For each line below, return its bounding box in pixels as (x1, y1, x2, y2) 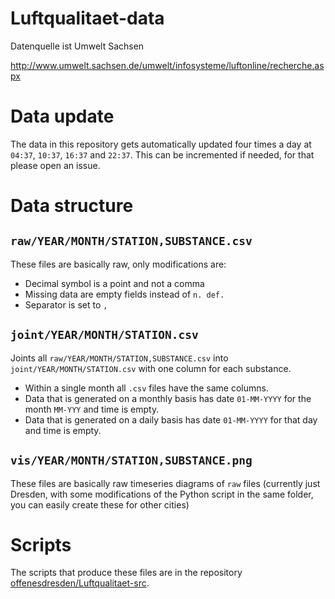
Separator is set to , (24, 298, 108, 311)
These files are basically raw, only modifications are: (10, 258, 227, 270)
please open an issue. (10, 159, 101, 171)
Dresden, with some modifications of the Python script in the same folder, (10, 488, 314, 500)
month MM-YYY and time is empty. (24, 403, 160, 415)
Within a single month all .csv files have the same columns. (24, 382, 269, 394)
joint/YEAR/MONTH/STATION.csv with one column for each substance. (10, 362, 292, 374)
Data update (10, 105, 115, 128)
